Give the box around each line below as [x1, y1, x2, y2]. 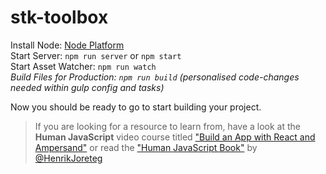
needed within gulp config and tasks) [10, 81, 165, 93]
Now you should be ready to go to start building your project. [10, 101, 262, 113]
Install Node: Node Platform [10, 39, 125, 51]
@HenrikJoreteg [34, 152, 103, 164]
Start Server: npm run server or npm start [10, 49, 182, 61]
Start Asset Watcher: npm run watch [10, 60, 157, 72]
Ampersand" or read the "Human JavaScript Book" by [34, 141, 258, 153]
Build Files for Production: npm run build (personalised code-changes [10, 71, 300, 83]
